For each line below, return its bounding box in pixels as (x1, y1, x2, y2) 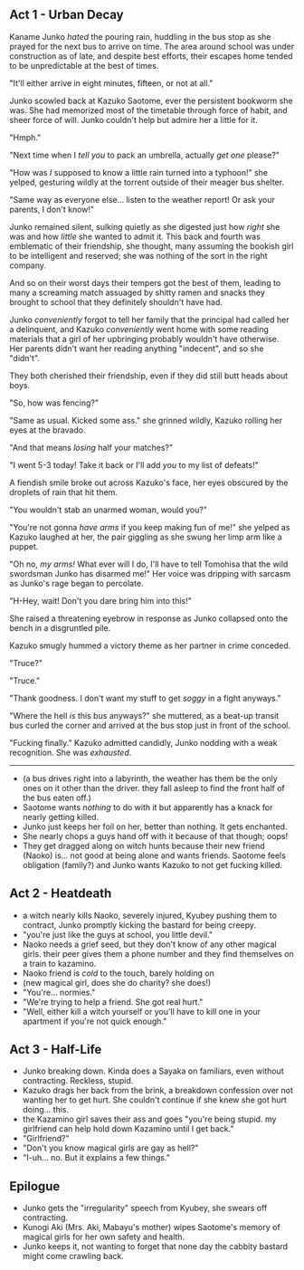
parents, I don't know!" (9, 204, 95, 215)
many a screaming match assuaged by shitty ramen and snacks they (9, 287, 265, 298)
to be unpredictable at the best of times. (9, 60, 159, 71)
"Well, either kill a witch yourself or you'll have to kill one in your (22, 1006, 261, 1017)
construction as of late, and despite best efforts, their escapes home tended (9, 50, 293, 62)
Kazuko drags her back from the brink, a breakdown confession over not (22, 1085, 294, 1096)
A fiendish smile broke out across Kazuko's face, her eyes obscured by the (9, 477, 289, 488)
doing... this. (22, 1104, 70, 1115)
